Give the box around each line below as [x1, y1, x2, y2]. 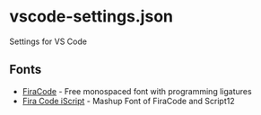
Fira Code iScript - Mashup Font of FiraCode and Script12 [22, 95, 235, 106]
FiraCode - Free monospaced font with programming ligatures [22, 85, 253, 96]
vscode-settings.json [9, 6, 173, 27]
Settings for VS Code [9, 36, 88, 47]
